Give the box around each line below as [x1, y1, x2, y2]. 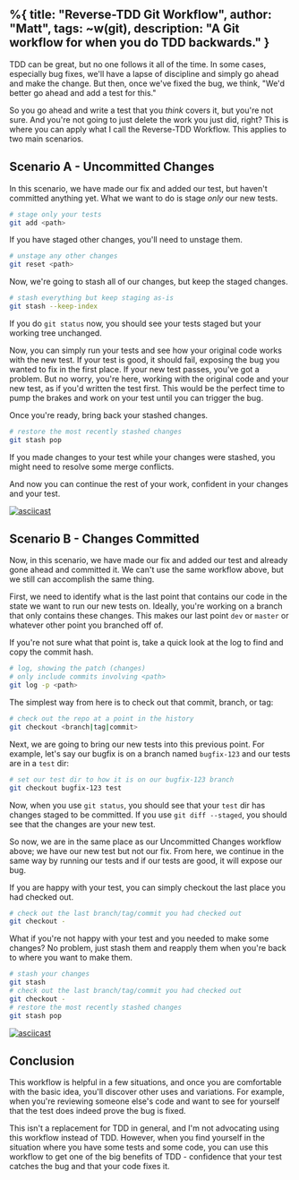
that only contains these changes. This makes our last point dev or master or [9, 611, 289, 621]
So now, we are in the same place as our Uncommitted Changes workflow [9, 836, 282, 847]
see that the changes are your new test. [9, 818, 156, 829]
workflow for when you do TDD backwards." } [9, 35, 270, 50]
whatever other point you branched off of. [9, 620, 164, 630]
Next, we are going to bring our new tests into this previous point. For [9, 739, 265, 749]
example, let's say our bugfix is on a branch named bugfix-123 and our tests [9, 748, 291, 759]
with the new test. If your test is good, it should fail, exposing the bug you [9, 354, 280, 365]
